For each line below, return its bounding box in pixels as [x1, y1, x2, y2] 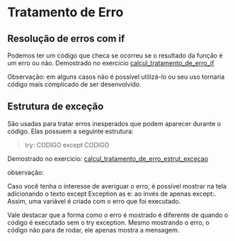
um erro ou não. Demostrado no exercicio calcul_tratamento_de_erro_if [7, 59, 214, 67]
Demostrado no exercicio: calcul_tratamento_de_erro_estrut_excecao [7, 154, 209, 163]
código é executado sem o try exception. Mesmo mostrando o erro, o [7, 218, 210, 227]
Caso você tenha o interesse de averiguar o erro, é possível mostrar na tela [7, 181, 227, 190]
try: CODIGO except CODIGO [24, 140, 110, 149]
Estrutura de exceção [7, 101, 104, 113]
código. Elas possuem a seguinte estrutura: [7, 127, 134, 135]
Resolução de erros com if [7, 33, 125, 45]
